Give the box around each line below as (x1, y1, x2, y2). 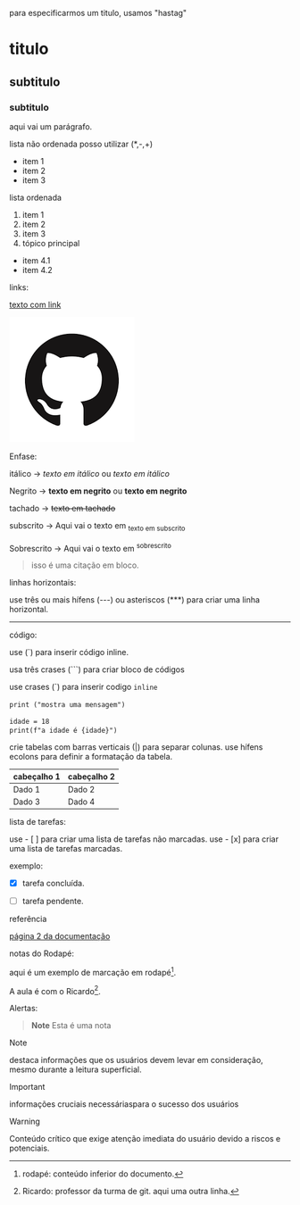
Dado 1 (12, 784, 40, 794)
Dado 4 (68, 796, 96, 807)
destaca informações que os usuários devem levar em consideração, (9, 1055, 263, 1066)
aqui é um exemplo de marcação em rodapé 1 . (9, 965, 177, 977)
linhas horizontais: (9, 578, 77, 588)
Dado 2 (68, 784, 96, 794)
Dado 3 (12, 796, 40, 807)
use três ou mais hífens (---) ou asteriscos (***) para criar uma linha (9, 594, 261, 605)
